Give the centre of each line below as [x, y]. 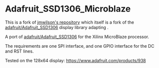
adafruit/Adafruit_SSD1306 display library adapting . [57, 27]
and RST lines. [19, 51]
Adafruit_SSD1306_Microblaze [68, 9]
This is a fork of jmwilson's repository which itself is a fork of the [70, 22]
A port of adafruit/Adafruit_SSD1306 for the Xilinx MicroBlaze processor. [77, 37]
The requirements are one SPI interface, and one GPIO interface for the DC [80, 46]
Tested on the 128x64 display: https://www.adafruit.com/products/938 [76, 60]
